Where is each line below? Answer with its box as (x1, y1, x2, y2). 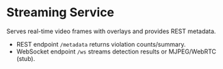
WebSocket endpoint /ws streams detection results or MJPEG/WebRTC (16, 47, 217, 55)
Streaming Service (6, 5, 114, 20)
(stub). (16, 54, 36, 62)
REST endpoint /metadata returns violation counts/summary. (16, 40, 186, 48)
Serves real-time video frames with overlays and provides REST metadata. (6, 27, 216, 35)
